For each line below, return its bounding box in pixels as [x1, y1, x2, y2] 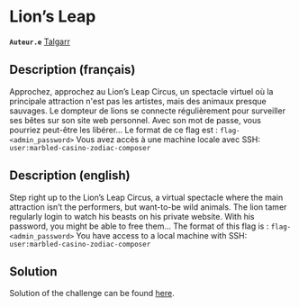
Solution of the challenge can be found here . [9, 288, 175, 299]
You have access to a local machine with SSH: [76, 230, 248, 240]
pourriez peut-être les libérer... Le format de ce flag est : [9, 124, 218, 135]
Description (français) [9, 62, 136, 77]
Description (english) [9, 168, 131, 184]
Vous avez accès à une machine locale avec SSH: [76, 133, 261, 145]
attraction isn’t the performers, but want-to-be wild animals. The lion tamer [9, 201, 287, 212]
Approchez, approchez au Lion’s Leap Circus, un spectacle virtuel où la [9, 86, 274, 96]
